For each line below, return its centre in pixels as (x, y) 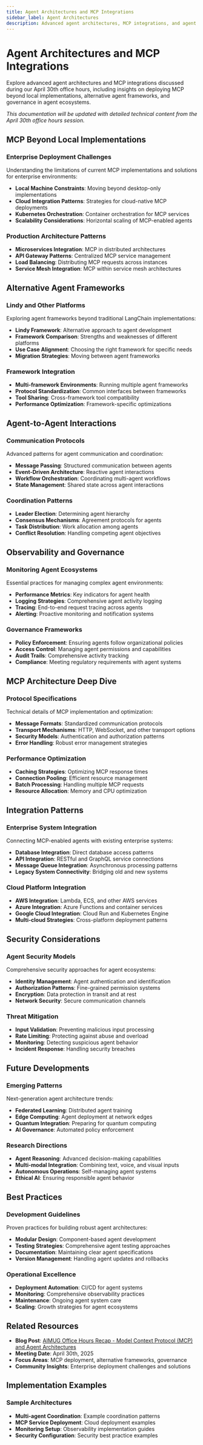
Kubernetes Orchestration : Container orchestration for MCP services (102, 214)
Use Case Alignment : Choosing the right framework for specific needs (104, 349)
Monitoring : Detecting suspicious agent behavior (76, 1043)
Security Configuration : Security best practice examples (86, 1435)
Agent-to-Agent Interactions (62, 423)
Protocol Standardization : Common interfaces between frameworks (101, 391)
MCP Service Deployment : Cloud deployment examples (85, 1422)
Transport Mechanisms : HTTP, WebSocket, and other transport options (105, 729)
